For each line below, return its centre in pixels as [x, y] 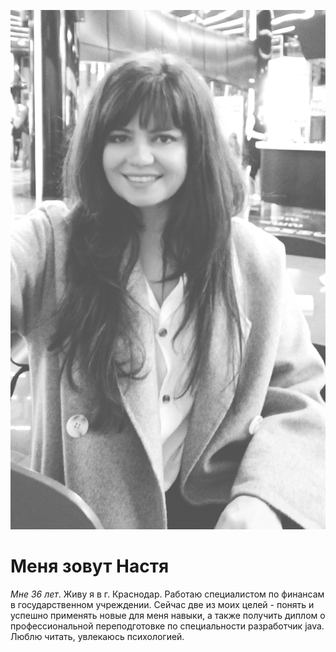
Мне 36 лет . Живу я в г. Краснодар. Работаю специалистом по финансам [167, 594]
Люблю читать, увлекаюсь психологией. [97, 636]
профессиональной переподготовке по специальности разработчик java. [167, 626]
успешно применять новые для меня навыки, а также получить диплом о [168, 615]
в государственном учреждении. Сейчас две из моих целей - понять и [162, 604]
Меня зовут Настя [90, 566]
